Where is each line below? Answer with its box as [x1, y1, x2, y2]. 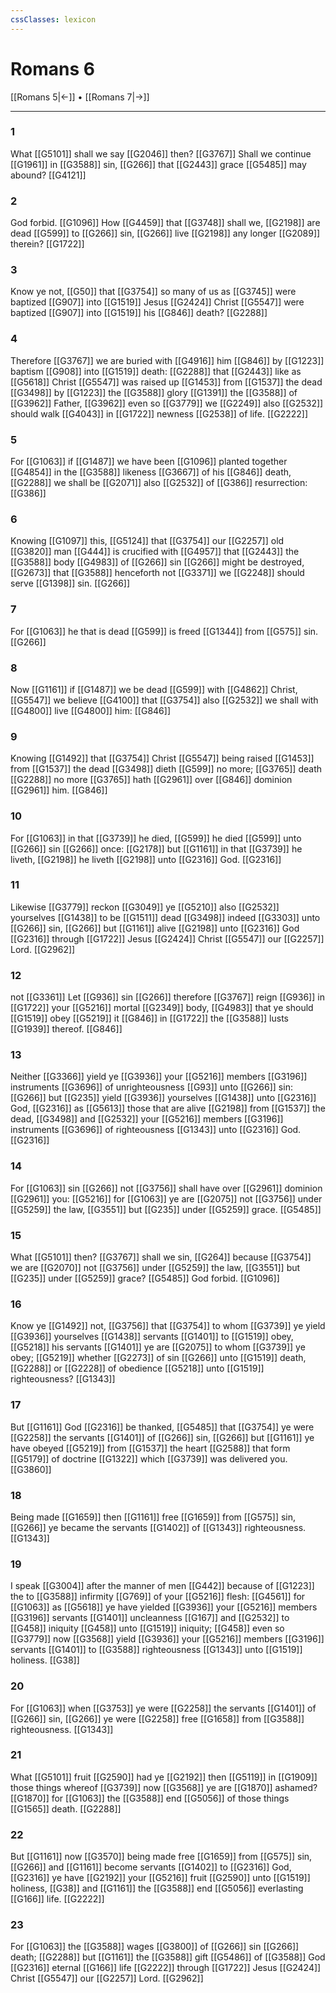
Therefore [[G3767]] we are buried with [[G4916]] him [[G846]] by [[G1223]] [10, 354, 325, 366]
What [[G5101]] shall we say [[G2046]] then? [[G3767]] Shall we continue [10, 147, 312, 160]
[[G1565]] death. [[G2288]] [10, 1802, 122, 1815]
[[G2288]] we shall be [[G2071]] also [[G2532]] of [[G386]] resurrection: [10, 477, 308, 489]
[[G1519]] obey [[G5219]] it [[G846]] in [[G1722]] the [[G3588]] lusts [10, 1012, 290, 1025]
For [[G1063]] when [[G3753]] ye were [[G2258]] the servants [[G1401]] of [10, 1702, 317, 1714]
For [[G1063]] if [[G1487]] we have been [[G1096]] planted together [10, 456, 288, 468]
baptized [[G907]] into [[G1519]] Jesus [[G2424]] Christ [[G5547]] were [10, 296, 305, 308]
